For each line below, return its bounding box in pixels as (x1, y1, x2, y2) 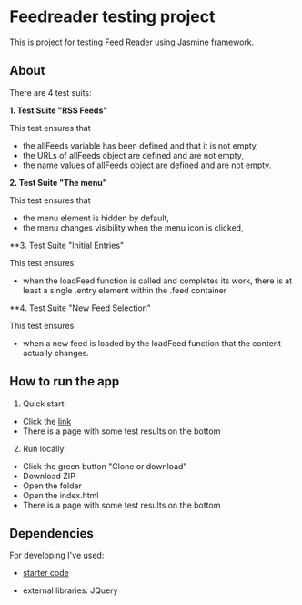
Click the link (22, 415, 72, 426)
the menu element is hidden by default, (22, 212, 170, 223)
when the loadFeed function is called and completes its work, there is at (22, 275, 293, 286)
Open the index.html (22, 489, 99, 500)
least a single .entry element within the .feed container (22, 284, 227, 295)
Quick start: (22, 398, 66, 409)
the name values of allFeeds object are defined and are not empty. (22, 159, 272, 170)
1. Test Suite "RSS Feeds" (9, 105, 108, 116)
